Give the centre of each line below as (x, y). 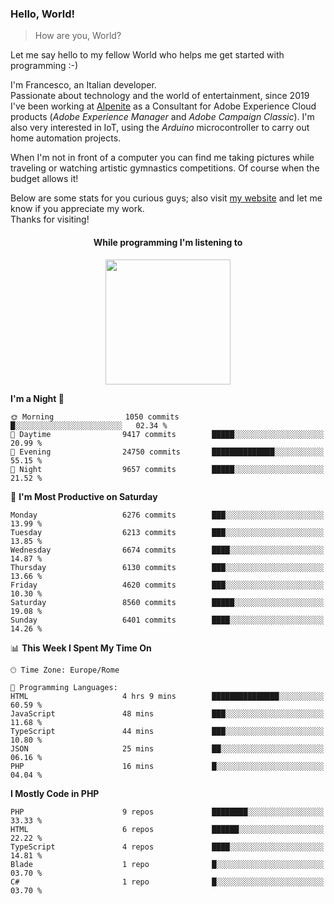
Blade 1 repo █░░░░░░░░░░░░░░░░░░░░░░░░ (167, 864)
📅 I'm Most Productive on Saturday (84, 496)
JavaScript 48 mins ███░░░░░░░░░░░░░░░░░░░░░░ (167, 713)
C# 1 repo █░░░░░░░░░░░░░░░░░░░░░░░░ (167, 882)
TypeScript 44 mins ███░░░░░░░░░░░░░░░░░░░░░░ (167, 731)
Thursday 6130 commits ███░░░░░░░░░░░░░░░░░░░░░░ (167, 567)
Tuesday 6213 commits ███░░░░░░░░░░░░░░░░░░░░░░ (167, 532)
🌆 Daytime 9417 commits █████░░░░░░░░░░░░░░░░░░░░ (167, 434)
